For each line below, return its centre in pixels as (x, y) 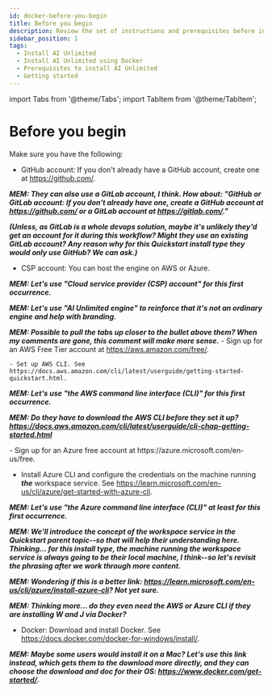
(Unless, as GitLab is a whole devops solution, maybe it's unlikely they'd (133, 226)
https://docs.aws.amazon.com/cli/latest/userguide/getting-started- (127, 371)
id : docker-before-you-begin (58, 16)
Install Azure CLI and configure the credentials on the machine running (138, 474)
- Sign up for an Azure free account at (72, 450)
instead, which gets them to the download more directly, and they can (129, 662)
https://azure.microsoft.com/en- (190, 450)
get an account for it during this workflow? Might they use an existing (129, 235)
